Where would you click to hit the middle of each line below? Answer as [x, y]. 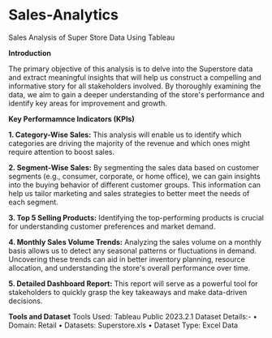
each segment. [33, 202]
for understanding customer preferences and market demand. [112, 226]
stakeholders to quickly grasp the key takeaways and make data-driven [128, 292]
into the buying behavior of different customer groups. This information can [135, 185]
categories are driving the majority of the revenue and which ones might [129, 143]
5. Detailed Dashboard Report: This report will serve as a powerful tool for [133, 283]
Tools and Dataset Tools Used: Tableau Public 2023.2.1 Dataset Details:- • [133, 316]
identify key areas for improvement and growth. [88, 103]
